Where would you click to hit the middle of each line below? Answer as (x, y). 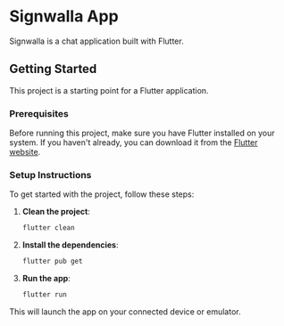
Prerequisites (39, 113)
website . (25, 152)
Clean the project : (56, 212)
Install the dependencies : (70, 245)
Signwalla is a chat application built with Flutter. (97, 41)
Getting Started (53, 69)
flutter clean (48, 228)
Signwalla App (64, 16)
